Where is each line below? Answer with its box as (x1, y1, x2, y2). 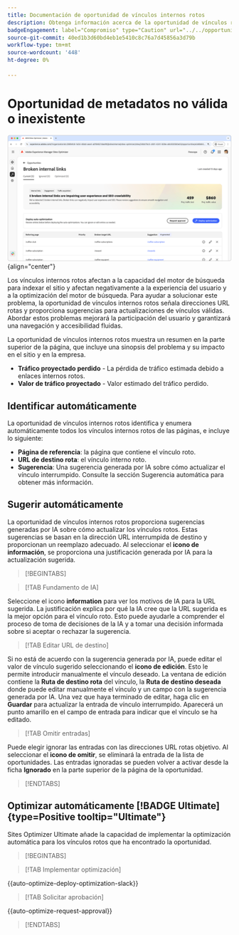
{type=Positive (7, 811, 76, 823)
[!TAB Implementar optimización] (24, 865, 122, 874)
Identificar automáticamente (7, 399, 137, 412)
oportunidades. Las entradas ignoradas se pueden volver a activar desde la (7, 758, 229, 766)
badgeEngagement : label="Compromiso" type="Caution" (7, 26, 167, 33)
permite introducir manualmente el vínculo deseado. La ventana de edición (7, 669, 227, 678)
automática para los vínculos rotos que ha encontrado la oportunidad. (7, 837, 212, 846)
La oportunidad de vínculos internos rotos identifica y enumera (7, 419, 192, 427)
